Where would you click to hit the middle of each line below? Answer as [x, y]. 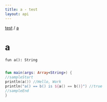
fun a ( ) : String [21, 60]
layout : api [17, 14]
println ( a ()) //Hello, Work [33, 82]
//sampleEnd [17, 91]
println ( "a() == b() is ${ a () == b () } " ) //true [54, 87]
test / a [12, 28]
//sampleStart [19, 77]
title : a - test [21, 9]
